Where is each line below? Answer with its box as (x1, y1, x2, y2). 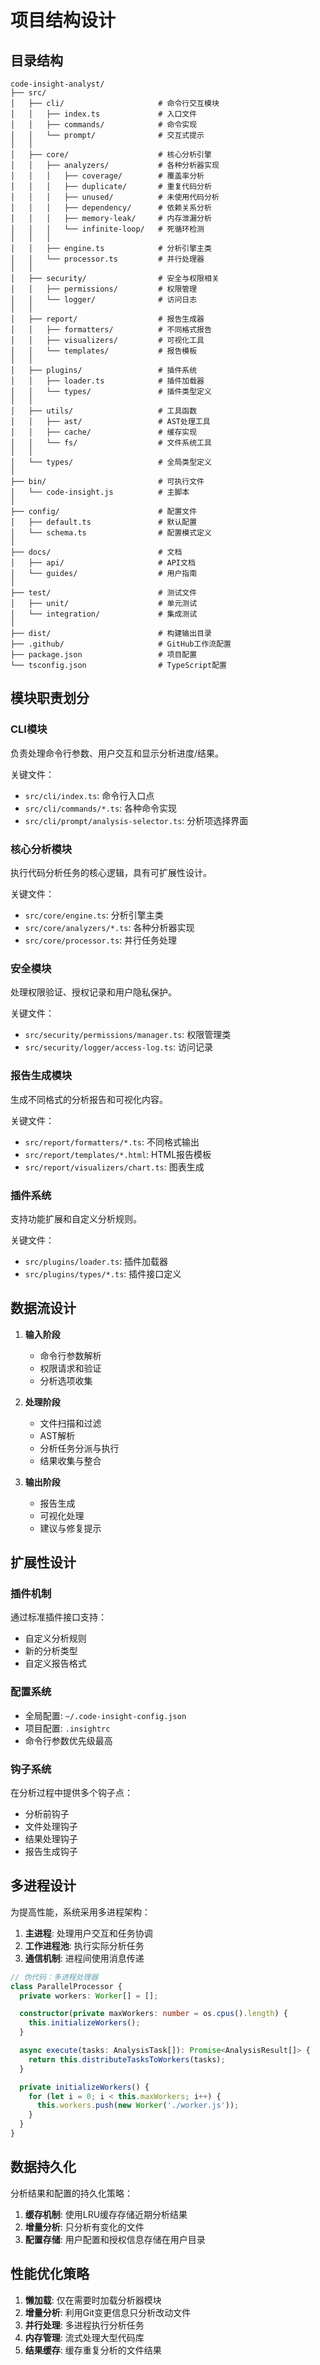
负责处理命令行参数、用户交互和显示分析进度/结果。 (10, 747, 225, 759)
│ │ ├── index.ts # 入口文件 (10, 109, 198, 119)
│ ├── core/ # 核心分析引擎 (10, 150, 212, 160)
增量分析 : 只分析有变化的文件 (24, 2221, 145, 2233)
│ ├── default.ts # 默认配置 (10, 517, 198, 527)
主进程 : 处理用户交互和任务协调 (24, 1927, 153, 1939)
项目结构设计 (10, 9, 117, 32)
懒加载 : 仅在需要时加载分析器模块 (24, 2294, 162, 2306)
